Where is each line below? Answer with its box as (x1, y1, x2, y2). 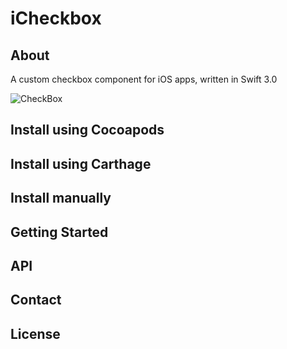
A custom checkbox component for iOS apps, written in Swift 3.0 (10, 73, 278, 85)
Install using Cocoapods (10, 122, 165, 139)
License (10, 325, 61, 342)
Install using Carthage (10, 155, 152, 172)
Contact (10, 292, 62, 309)
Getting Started (10, 223, 109, 241)
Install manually (10, 190, 112, 207)
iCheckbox (10, 7, 102, 30)
